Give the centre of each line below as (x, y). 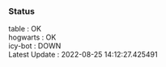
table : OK (25, 29)
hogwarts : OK (32, 37)
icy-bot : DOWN (35, 46)
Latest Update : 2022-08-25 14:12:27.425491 (83, 55)
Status (21, 11)
